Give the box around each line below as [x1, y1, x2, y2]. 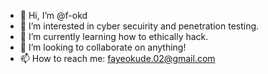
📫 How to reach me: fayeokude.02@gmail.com [19, 53, 216, 64]
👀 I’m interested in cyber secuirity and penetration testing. [19, 20, 260, 32]
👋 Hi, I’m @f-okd [19, 10, 88, 21]
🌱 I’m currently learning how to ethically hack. [19, 31, 209, 42]
